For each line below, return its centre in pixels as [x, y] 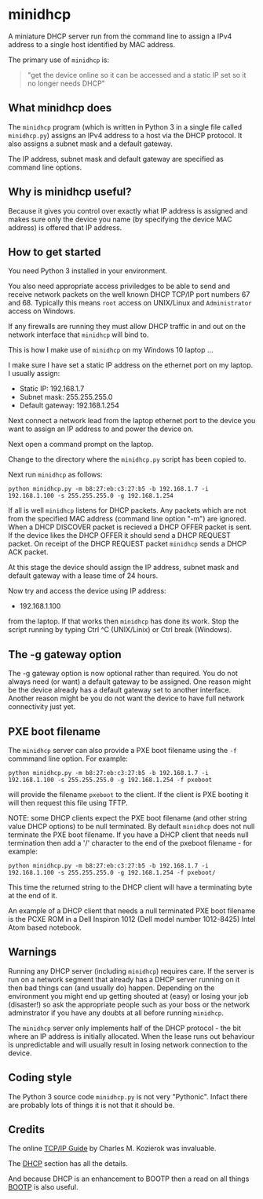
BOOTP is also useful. [43, 1187]
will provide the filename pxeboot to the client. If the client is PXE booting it [128, 794]
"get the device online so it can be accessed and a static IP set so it [137, 75]
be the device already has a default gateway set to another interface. [120, 690]
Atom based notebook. [45, 927]
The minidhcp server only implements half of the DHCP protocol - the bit [124, 1028]
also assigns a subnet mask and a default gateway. [90, 144]
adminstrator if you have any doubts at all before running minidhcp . [116, 1013]
